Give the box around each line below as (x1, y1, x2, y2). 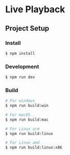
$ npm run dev (5, 75, 36, 80)
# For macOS (5, 112, 30, 117)
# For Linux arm (5, 126, 40, 131)
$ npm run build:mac (5, 117, 49, 122)
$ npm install (5, 51, 36, 56)
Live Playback (5, 4, 65, 15)
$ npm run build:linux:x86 (5, 145, 62, 150)
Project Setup (5, 24, 50, 33)
